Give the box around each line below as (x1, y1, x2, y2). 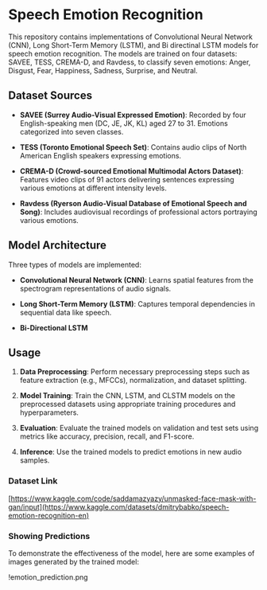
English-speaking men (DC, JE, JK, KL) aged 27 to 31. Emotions (19, 118, 228, 128)
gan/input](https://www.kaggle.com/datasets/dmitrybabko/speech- (8, 502, 230, 511)
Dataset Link (8, 475, 58, 486)
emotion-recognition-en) (8, 510, 90, 520)
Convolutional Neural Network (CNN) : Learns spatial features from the (19, 275, 254, 284)
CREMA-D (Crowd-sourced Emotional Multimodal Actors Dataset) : (19, 166, 244, 176)
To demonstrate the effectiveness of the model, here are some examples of (8, 548, 255, 558)
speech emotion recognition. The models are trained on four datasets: (8, 49, 238, 58)
